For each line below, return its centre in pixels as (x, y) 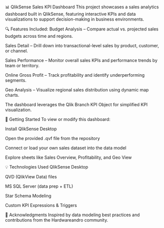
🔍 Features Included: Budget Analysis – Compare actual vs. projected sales (82, 29)
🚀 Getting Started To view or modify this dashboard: (58, 119)
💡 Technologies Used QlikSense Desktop (47, 167)
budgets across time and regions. (39, 36)
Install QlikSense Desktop (31, 129)
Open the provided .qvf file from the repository (52, 138)
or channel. (16, 51)
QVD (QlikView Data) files (31, 177)
